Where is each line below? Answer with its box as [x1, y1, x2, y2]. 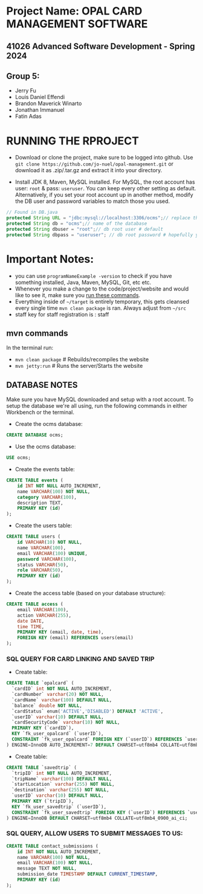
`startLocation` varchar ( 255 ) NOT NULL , [11, 781, 115, 788]
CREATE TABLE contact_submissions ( [6, 843, 98, 849]
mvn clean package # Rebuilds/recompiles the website [14, 356, 149, 363]
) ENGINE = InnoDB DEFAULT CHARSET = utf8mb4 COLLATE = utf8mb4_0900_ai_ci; [6, 815, 188, 821]
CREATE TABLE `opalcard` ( [6, 680, 74, 686]
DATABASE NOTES [6, 379, 78, 390]
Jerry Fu [14, 87, 36, 94]
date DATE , [17, 618, 45, 624]
